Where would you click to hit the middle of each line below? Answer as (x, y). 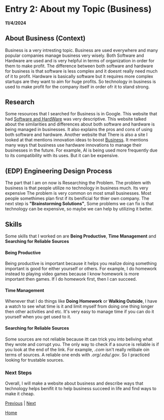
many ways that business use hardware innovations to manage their (73, 145)
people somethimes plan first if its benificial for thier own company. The (77, 198)
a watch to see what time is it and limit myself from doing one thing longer (79, 306)
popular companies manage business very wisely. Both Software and (74, 55)
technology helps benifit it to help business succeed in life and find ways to (81, 388)
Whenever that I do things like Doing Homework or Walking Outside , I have (81, 301)
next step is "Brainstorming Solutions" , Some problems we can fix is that (79, 204)
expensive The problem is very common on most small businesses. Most (78, 193)
